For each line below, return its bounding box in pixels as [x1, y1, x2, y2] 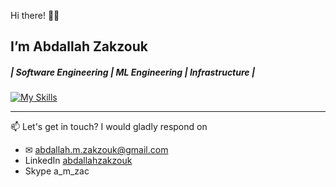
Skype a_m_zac [24, 165, 90, 177]
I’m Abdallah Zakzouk [10, 38, 148, 55]
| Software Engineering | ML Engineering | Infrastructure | [10, 66, 256, 78]
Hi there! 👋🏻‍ [10, 10, 60, 21]
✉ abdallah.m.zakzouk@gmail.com [24, 144, 169, 156]
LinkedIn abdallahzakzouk [24, 155, 133, 167]
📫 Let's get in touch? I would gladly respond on [10, 121, 208, 133]
